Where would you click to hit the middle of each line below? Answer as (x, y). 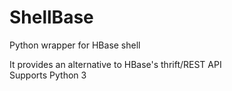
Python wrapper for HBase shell (75, 45)
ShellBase (51, 17)
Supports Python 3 (48, 75)
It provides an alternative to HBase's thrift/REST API (115, 64)
